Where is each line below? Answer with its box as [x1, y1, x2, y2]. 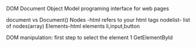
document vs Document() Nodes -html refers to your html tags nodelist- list [6, 16, 191, 23]
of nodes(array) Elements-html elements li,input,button [6, 23, 140, 29]
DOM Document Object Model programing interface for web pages [6, 5, 169, 12]
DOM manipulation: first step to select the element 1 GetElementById [6, 34, 173, 41]
